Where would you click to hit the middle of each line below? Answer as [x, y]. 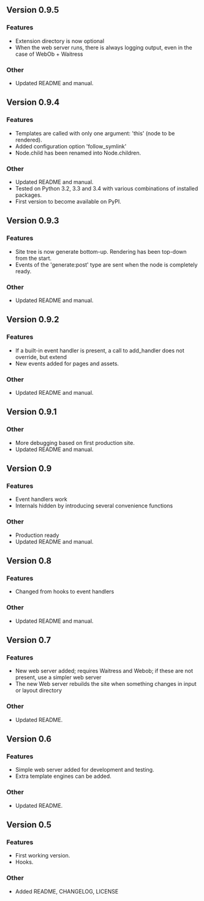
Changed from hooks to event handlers [65, 591]
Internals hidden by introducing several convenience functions [94, 506]
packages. [28, 195]
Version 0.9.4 [33, 103]
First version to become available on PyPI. [68, 201]
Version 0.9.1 [32, 412]
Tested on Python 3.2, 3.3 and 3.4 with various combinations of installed [107, 188]
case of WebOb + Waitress [49, 54]
